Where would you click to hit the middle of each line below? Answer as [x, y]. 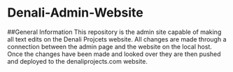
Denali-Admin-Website [75, 13]
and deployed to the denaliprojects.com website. [78, 61]
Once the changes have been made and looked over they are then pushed [114, 54]
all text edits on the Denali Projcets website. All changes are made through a [117, 39]
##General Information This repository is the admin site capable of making [114, 32]
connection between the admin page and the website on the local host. [110, 46]
